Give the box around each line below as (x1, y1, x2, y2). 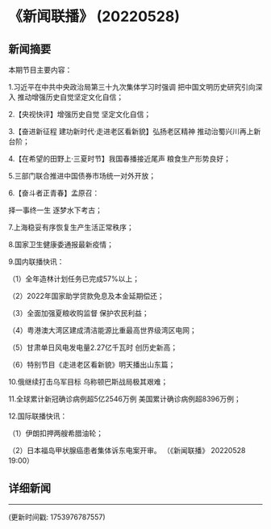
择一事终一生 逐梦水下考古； (8, 205, 102, 215)
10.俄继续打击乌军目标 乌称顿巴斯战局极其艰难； (8, 377, 169, 386)
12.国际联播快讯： (8, 411, 68, 421)
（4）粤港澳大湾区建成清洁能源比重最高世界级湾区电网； (8, 325, 198, 335)
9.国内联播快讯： (8, 257, 65, 267)
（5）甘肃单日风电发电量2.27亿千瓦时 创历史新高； (8, 342, 178, 352)
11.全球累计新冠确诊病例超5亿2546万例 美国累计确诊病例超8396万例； (8, 394, 241, 404)
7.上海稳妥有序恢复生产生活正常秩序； (8, 223, 135, 232)
